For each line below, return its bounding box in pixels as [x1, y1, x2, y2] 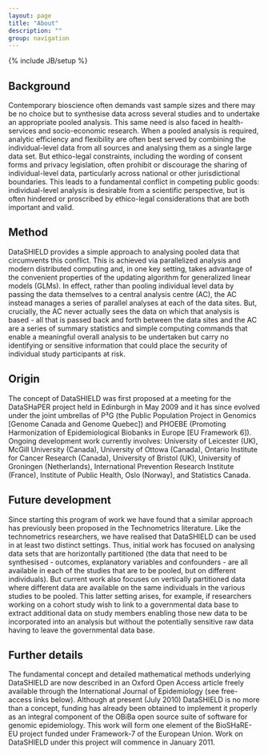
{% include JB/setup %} [8, 56, 88, 66]
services [8, 126, 37, 136]
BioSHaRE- [215, 721, 252, 730]
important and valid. [8, 203, 74, 212]
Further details [8, 648, 84, 661]
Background [8, 79, 70, 93]
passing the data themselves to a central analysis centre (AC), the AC [8, 289, 238, 299]
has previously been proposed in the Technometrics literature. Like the [8, 523, 242, 532]
